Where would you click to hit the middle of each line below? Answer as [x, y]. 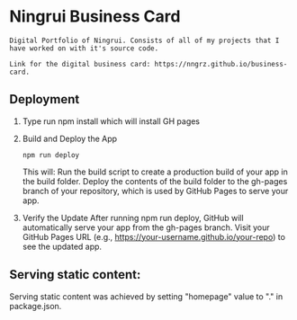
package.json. [36, 306]
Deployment [45, 99]
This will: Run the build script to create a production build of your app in [155, 172]
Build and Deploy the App [70, 138]
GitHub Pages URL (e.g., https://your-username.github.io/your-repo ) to [154, 236]
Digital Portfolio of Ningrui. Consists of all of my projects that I [144, 40]
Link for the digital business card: [80, 64]
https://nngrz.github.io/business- [221, 64]
